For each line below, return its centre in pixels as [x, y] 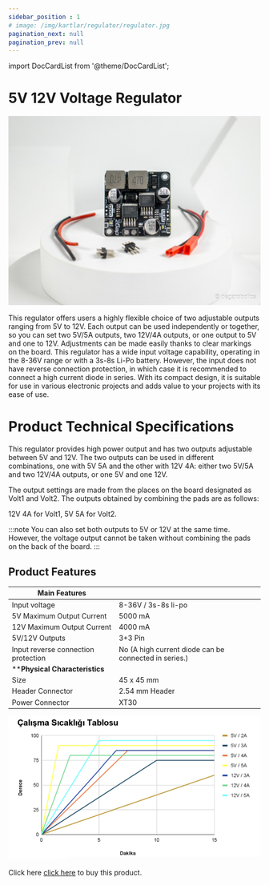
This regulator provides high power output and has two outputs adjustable [130, 449]
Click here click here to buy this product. [75, 872]
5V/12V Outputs [38, 638]
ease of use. [29, 394]
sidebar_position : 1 [44, 17]
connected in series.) [154, 658]
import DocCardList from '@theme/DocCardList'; [89, 66]
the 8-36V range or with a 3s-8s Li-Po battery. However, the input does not [132, 361]
